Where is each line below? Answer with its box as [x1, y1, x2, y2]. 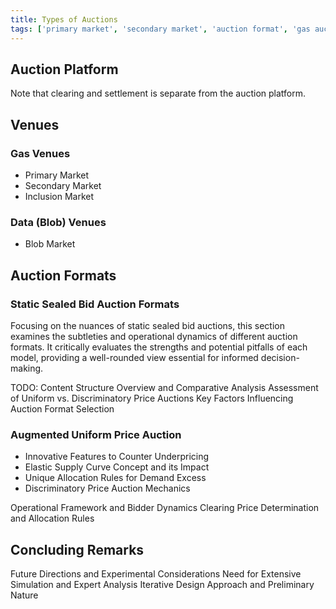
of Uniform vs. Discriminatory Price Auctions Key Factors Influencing [10, 392, 294, 404]
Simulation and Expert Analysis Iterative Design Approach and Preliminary [10, 579, 315, 591]
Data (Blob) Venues [10, 215, 107, 229]
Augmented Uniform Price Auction [10, 427, 182, 441]
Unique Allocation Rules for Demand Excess [24, 472, 207, 484]
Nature [10, 589, 39, 601]
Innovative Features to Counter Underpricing [24, 451, 210, 463]
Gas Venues [10, 146, 71, 160]
